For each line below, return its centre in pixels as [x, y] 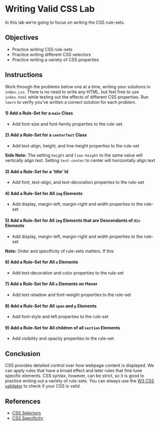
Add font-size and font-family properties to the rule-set [67, 124]
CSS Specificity [28, 418]
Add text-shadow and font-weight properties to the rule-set [72, 295]
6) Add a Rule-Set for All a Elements [42, 262]
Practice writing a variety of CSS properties [56, 60]
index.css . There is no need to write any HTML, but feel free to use [72, 92]
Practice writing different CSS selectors [51, 54]
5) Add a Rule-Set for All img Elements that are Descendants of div [73, 220]
